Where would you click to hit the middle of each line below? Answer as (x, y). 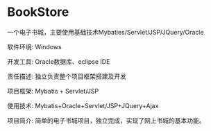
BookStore (38, 12)
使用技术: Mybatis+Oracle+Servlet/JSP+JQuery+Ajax (83, 105)
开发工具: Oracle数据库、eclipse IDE (59, 61)
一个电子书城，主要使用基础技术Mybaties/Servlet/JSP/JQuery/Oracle (105, 32)
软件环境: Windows (34, 46)
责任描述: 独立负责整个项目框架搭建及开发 (67, 76)
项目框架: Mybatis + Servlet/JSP (53, 91)
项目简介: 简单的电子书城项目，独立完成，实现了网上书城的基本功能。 (106, 120)
